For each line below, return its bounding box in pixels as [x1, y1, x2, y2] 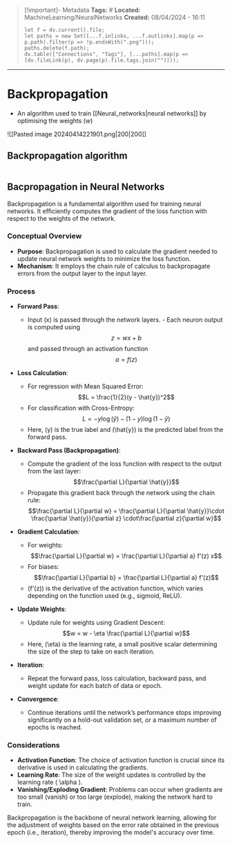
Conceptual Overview [7, 231, 82, 241]
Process [7, 287, 36, 296]
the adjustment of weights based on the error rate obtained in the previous [7, 821, 220, 829]
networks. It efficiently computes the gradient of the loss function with [7, 207, 207, 215]
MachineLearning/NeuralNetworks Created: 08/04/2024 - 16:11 [23, 13, 206, 21]
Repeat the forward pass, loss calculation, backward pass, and [27, 674, 206, 682]
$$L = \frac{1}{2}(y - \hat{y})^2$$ [78, 393, 175, 401]
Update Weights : [17, 605, 67, 613]
